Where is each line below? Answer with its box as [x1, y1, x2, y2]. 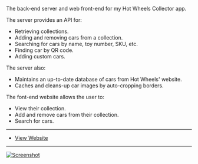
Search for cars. [14, 117, 54, 124]
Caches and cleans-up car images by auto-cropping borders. [14, 82, 164, 89]
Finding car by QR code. [14, 47, 74, 54]
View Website [14, 135, 48, 141]
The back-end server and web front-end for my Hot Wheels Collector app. [6, 5, 187, 12]
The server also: [6, 64, 46, 71]
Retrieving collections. [14, 28, 69, 35]
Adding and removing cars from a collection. [14, 34, 123, 41]
